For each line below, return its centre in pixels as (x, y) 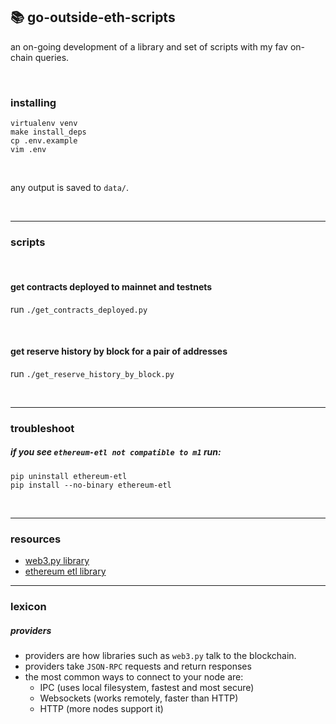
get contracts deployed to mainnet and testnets (111, 287)
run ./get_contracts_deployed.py (79, 309)
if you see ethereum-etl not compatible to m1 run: (116, 452)
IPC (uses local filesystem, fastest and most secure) (147, 687)
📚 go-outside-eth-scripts (93, 17)
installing (33, 102)
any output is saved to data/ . (70, 188)
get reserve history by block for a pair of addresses (119, 351)
